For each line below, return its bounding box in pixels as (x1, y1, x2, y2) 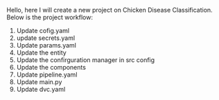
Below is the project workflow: (6, 13, 93, 21)
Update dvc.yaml (16, 86, 66, 93)
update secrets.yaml (16, 34, 76, 42)
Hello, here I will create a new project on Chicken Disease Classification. (6, 6, 213, 14)
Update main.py (16, 78, 62, 86)
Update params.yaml (16, 41, 77, 49)
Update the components (16, 63, 86, 71)
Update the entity (16, 48, 67, 57)
